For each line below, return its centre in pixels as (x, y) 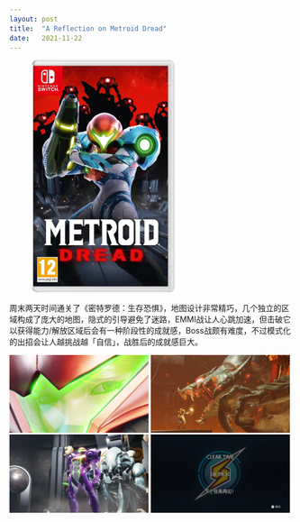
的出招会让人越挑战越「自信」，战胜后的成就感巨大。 (106, 342)
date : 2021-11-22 (46, 38)
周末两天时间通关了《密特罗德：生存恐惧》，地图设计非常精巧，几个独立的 (145, 307)
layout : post (34, 19)
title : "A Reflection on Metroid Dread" (88, 28)
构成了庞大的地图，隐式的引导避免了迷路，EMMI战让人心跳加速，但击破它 (154, 319)
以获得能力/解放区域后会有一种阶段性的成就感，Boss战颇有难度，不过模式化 (150, 330)
